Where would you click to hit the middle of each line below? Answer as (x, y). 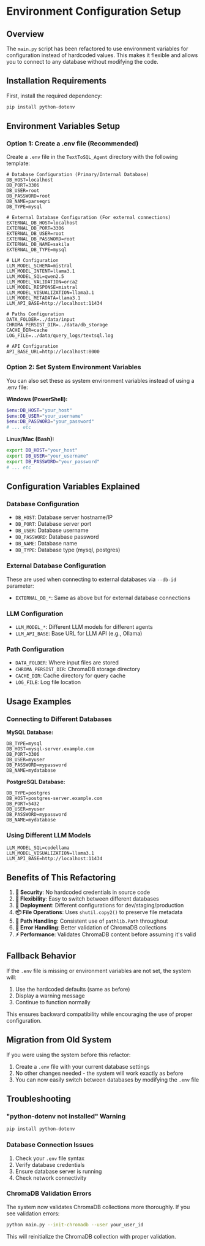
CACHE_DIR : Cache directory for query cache (70, 675)
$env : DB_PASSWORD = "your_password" (50, 421)
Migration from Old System (59, 1040)
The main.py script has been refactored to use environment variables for (97, 48)
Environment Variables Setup (63, 126)
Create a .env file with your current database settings (82, 1066)
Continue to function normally (53, 1002)
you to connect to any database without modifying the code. (82, 62)
